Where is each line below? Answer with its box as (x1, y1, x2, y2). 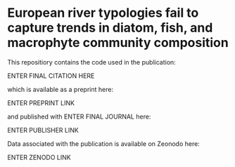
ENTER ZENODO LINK (7, 153, 72, 161)
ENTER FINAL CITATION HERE (7, 72, 95, 80)
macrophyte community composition (7, 35, 229, 51)
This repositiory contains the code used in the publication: (7, 58, 176, 66)
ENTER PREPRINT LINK (7, 98, 75, 107)
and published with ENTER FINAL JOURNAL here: (7, 112, 151, 121)
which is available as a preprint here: (7, 85, 114, 93)
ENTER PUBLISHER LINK (7, 126, 79, 134)
